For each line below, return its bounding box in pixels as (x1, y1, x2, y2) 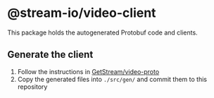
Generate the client (7, 49, 94, 61)
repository (17, 82, 48, 91)
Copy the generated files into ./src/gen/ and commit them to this (17, 75, 208, 83)
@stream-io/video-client (7, 5, 156, 21)
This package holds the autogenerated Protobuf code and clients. (7, 28, 199, 37)
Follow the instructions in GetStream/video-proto (17, 67, 160, 75)
